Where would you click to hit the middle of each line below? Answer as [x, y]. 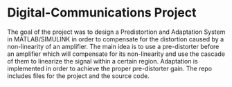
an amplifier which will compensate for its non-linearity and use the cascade [116, 54]
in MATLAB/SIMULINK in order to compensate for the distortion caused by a [116, 39]
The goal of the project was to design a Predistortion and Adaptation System [116, 32]
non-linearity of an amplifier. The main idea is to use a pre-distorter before [113, 46]
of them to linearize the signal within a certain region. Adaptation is [103, 61]
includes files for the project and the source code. [79, 76]
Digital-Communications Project [102, 13]
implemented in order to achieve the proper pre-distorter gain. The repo [110, 68]
